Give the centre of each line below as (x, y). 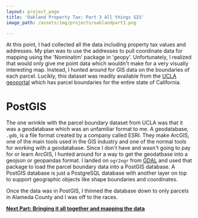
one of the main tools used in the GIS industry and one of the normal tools (96, 142)
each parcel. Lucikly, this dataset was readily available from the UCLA (91, 76)
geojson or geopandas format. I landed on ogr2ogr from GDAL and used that (99, 161)
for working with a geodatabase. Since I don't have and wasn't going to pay (98, 148)
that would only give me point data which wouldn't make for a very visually (97, 63)
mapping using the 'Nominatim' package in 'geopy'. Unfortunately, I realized (99, 57)
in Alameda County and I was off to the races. (62, 197)
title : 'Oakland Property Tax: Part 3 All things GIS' (75, 17)
